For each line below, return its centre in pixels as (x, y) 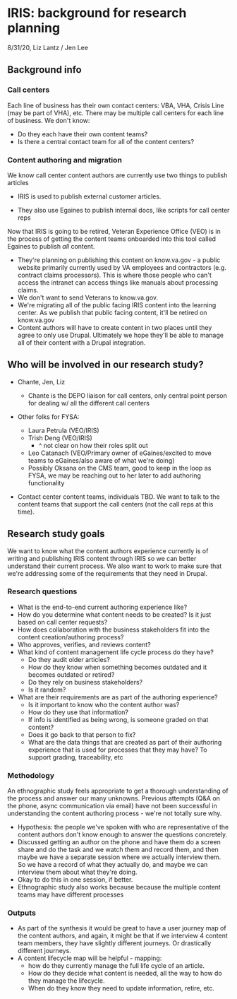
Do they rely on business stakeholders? (85, 682)
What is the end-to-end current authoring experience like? (102, 607)
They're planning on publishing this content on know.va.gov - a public (119, 260)
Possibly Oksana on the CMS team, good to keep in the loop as (120, 468)
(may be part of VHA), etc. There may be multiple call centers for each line (116, 113)
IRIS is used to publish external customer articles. (89, 196)
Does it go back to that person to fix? (82, 734)
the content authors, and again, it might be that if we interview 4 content (122, 936)
